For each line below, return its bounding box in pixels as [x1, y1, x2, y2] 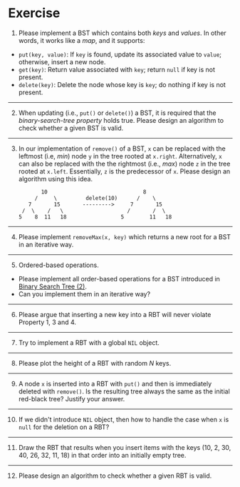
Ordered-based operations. [18, 261, 99, 269]
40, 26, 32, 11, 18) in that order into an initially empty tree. [18, 451, 187, 459]
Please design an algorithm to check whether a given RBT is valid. [18, 471, 212, 480]
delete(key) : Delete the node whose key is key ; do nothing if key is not [18, 80, 226, 89]
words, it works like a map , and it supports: [18, 36, 145, 44]
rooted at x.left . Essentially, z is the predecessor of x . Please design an [18, 166, 231, 176]
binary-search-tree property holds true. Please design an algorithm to [18, 116, 224, 124]
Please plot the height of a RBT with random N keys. [18, 358, 172, 367]
